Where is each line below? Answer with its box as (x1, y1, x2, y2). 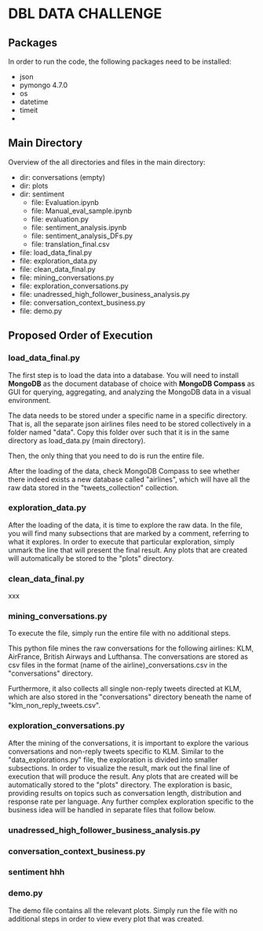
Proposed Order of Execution (8, 329, 153, 343)
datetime (19, 97, 49, 106)
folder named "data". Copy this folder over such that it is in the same (8, 427, 230, 437)
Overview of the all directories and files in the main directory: (8, 157, 206, 167)
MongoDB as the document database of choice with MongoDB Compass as (8, 379, 255, 388)
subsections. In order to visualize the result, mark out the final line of (8, 763, 230, 772)
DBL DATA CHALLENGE (8, 5, 163, 23)
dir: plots (19, 181, 49, 190)
